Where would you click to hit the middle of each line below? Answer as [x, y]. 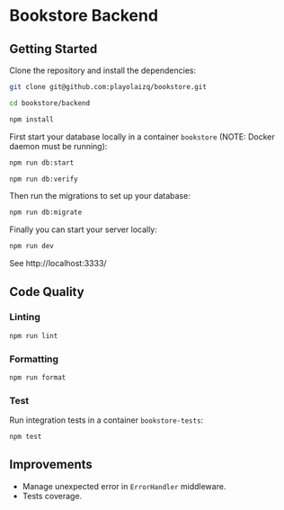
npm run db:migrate [46, 212]
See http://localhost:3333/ [58, 264]
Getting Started [53, 49]
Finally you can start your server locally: [83, 229]
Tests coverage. [52, 496]
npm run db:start [42, 163]
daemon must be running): [58, 146]
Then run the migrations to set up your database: [100, 196]
